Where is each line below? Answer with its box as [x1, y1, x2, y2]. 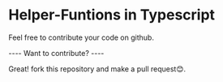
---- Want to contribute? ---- [8, 48, 105, 58]
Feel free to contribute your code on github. [8, 32, 154, 42]
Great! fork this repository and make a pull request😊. [8, 63, 187, 74]
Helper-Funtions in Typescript [8, 6, 216, 24]
